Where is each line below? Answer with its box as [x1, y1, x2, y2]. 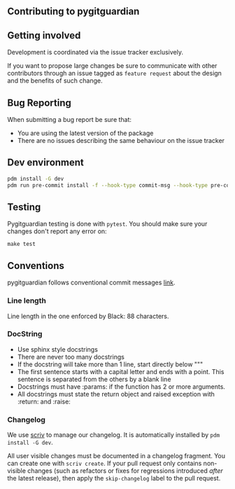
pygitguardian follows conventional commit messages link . [7, 278, 176, 287]
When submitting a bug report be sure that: [7, 116, 131, 124]
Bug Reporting [7, 97, 72, 109]
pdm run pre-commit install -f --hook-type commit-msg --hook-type [7, 181, 208, 188]
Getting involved [7, 29, 81, 41]
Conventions [7, 259, 65, 272]
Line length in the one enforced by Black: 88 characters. [7, 312, 169, 320]
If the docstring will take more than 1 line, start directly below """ [17, 360, 204, 369]
